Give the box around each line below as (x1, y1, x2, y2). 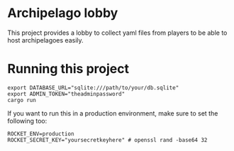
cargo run (7, 96, 37, 104)
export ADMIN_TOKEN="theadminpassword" (7, 90, 126, 97)
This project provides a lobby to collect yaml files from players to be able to (7, 28, 228, 37)
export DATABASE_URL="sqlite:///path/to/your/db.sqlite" (7, 84, 179, 91)
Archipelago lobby (7, 5, 118, 21)
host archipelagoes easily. (7, 35, 84, 44)
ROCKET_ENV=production (7, 130, 74, 138)
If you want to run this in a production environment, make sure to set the (7, 108, 218, 118)
